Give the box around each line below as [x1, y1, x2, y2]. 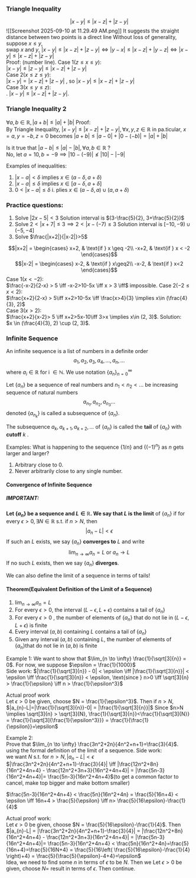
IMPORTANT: [6, 495, 40, 502]
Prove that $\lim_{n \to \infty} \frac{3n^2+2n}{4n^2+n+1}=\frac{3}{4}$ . [6, 740, 179, 748]
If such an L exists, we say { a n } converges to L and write [6, 538, 145, 546]
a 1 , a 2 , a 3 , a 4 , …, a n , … [73, 357, 125, 365]
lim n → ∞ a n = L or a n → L [68, 549, 130, 557]
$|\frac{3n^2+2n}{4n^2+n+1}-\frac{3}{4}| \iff [6, 761, 116, 768]
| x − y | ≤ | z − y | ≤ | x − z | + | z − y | [6, 65, 87, 72]
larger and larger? [6, 449, 50, 456]
